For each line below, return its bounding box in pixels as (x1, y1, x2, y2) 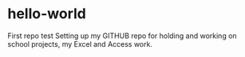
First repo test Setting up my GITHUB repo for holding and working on (7, 31, 237, 40)
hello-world (7, 5, 87, 23)
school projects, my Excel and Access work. (7, 39, 153, 48)
